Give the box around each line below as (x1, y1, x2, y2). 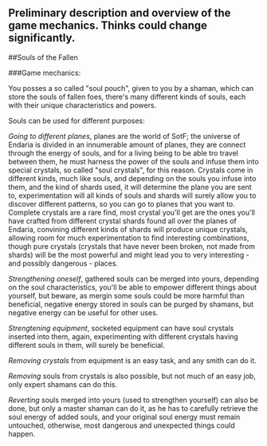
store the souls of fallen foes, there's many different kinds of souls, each (8, 92, 246, 101)
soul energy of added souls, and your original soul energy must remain (8, 412, 241, 421)
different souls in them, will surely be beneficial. (8, 340, 165, 349)
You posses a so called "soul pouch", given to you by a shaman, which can (8, 83, 254, 93)
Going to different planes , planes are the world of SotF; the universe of (8, 131, 241, 140)
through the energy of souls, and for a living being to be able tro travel (8, 148, 239, 158)
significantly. (8, 31, 76, 45)
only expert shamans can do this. (8, 379, 118, 389)
